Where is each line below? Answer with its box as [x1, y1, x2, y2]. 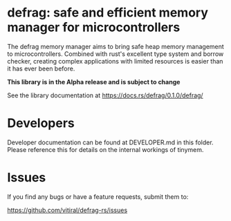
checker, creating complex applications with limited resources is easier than [7, 57, 223, 65]
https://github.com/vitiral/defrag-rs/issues [7, 206, 128, 214]
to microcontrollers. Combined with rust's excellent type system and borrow [7, 50, 224, 58]
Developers [7, 115, 75, 131]
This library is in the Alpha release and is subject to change [7, 77, 181, 86]
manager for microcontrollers [7, 19, 181, 35]
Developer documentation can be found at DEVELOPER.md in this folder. [7, 138, 214, 146]
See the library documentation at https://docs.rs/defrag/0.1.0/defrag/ [7, 91, 203, 99]
